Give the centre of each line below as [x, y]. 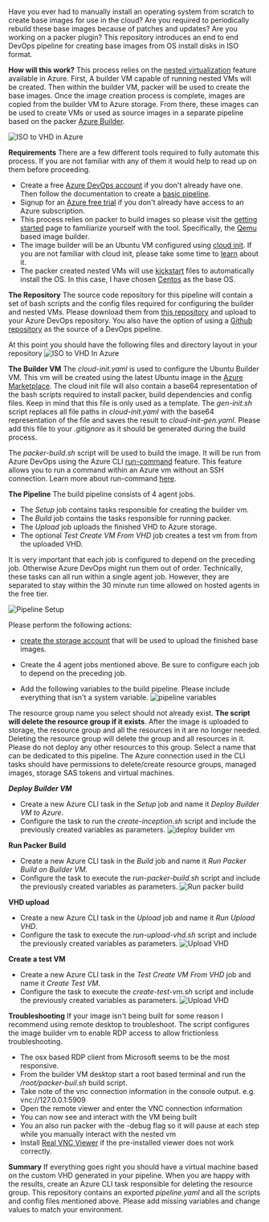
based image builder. [55, 236]
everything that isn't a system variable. [84, 697]
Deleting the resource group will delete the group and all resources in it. [127, 739]
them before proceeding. [49, 169]
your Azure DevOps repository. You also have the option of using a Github [130, 320]
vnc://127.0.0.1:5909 [53, 1100]
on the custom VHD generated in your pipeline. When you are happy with [129, 1175]
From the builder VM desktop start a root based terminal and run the [133, 1074]
